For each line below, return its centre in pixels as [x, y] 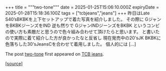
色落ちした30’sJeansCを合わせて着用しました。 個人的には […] [71, 44]
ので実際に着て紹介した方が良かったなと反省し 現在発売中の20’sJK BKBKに [83, 38]
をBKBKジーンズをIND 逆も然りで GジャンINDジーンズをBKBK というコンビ [82, 25]
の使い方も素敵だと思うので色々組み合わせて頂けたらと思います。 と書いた [82, 32]
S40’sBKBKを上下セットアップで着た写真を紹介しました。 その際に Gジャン [83, 19]
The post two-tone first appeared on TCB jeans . [55, 54]
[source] [14, 64]
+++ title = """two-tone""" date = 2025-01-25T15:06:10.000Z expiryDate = [82, 7]
